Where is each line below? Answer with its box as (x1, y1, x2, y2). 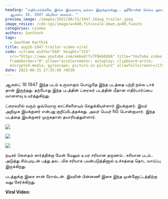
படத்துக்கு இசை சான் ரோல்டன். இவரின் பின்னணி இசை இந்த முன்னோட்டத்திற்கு (5, 173, 157, 179)
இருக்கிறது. (5, 163, 26, 169)
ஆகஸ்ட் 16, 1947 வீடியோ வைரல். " (9, 12, 78, 17)
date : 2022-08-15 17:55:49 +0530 (5, 68, 75, 73)
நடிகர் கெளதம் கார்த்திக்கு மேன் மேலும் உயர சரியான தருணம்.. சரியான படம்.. (5, 152, 153, 158)
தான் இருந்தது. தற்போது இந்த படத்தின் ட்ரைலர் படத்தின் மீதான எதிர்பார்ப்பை (5, 87, 152, 93)
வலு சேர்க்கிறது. (5, 179, 36, 185)
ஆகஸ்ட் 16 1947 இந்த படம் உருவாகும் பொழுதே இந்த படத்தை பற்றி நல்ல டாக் (5, 81, 154, 87)
